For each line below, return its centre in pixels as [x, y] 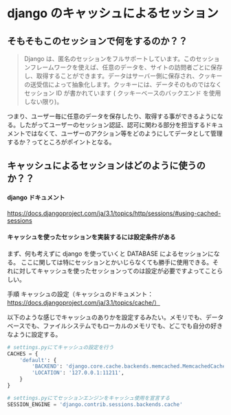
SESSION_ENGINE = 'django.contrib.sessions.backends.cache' [95, 404]
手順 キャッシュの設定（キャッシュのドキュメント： [80, 294]
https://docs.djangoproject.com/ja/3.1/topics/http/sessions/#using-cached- [114, 213]
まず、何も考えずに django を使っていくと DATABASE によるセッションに [111, 254]
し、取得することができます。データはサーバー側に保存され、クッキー [123, 76]
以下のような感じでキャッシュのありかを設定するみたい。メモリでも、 [107, 317]
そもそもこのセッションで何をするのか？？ [97, 41]
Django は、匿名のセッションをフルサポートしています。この [110, 59]
